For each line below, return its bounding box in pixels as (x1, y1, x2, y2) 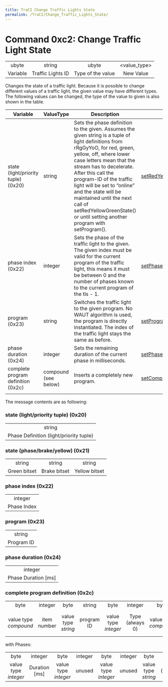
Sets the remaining (74, 345, 118, 352)
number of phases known (74, 278, 134, 285)
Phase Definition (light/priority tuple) (7, 432, 93, 439)
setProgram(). (74, 226, 107, 233)
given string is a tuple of (74, 132, 131, 139)
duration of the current (74, 351, 127, 358)
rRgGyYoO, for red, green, (74, 144, 135, 151)
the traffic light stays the (74, 330, 131, 337)
